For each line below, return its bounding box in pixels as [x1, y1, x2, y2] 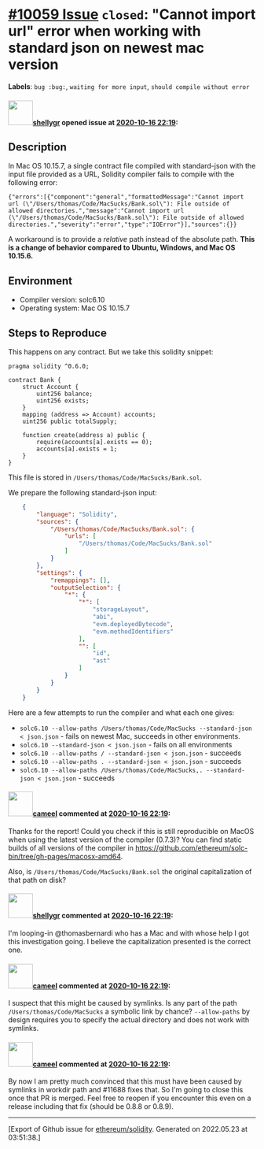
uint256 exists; [36, 396, 90, 405]
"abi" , [92, 613, 114, 621]
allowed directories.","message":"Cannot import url [8, 207, 185, 215]
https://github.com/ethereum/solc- [134, 843, 248, 852]
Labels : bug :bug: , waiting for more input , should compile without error [8, 81, 250, 91]
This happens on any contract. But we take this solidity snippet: [8, 347, 214, 356]
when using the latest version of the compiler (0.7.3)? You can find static [8, 835, 242, 844]
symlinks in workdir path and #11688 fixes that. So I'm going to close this [8, 1085, 244, 1095]
